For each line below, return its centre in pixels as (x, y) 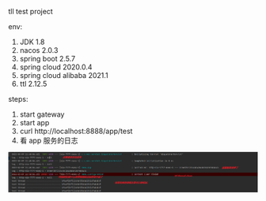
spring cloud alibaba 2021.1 (64, 75)
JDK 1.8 (32, 42)
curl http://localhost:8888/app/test (76, 131)
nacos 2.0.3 (39, 50)
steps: (18, 99)
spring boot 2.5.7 (47, 59)
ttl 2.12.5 (33, 84)
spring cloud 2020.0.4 (56, 67)
